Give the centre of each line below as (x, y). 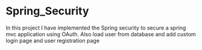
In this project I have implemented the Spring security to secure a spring (96, 28)
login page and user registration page (53, 40)
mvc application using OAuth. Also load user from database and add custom (101, 34)
